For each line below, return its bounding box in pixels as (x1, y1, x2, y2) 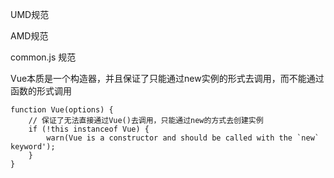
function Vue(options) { (10, 105, 114, 115)
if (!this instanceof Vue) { (28, 124, 150, 134)
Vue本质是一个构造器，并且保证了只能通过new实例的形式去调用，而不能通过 (10, 73, 325, 84)
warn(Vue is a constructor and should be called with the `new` (46, 133, 320, 143)
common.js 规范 (10, 51, 77, 63)
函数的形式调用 (10, 85, 72, 97)
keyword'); (10, 142, 56, 152)
